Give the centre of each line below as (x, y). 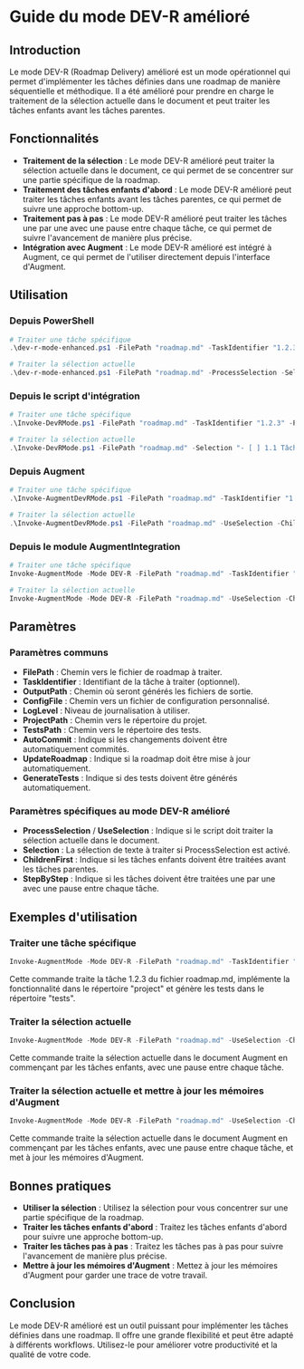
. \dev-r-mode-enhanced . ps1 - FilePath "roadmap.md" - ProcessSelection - (147, 373)
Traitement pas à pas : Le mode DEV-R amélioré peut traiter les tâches (155, 218)
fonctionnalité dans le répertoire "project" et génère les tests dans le (137, 988)
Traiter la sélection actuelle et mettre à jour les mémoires (137, 1091)
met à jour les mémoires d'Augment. (77, 1158)
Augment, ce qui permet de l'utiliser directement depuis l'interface (146, 256)
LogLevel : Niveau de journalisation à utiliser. (106, 711)
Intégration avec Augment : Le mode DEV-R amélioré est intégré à (147, 247)
